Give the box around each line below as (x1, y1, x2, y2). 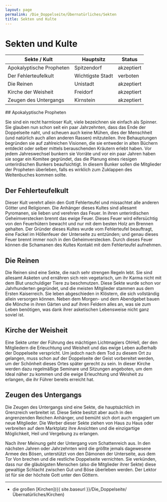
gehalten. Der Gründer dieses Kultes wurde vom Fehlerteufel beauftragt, (5, 226, 153, 232)
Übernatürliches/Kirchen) (12, 491, 65, 498)
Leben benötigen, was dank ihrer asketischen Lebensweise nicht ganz (5, 306, 149, 312)
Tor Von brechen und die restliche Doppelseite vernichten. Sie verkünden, (5, 456, 157, 462)
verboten (117, 73, 139, 80)
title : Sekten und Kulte (5, 16, 57, 21)
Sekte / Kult (24, 56, 53, 63)
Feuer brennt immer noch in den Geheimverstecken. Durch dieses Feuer (5, 237, 153, 243)
